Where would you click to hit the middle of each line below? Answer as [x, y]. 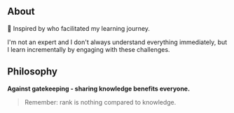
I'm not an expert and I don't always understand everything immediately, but [117, 42]
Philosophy [33, 72]
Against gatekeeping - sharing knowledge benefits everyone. [99, 88]
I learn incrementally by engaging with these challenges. [89, 49]
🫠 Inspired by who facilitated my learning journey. [79, 28]
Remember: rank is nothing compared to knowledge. [100, 102]
